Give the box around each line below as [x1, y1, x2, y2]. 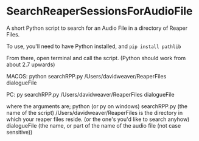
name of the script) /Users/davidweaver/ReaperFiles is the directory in [6, 109, 183, 116]
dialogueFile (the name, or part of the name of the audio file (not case [6, 122, 181, 129]
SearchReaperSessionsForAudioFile [6, 4, 193, 18]
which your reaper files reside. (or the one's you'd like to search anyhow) [6, 115, 190, 123]
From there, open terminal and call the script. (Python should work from [6, 54, 186, 61]
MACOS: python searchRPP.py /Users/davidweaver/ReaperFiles [6, 72, 167, 80]
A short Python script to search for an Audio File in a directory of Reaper [6, 24, 187, 32]
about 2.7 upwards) [6, 61, 55, 68]
